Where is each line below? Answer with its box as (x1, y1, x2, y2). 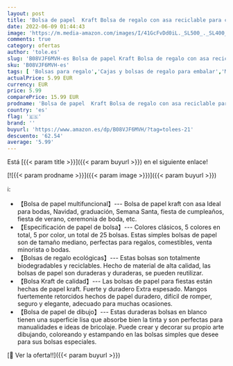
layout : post (7, 10, 45, 17)
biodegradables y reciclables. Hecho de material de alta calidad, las (17, 262, 212, 270)
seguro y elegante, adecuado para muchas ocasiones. (17, 300, 173, 308)
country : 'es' (7, 107, 49, 113)
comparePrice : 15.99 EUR (7, 94, 79, 101)
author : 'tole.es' (7, 49, 60, 56)
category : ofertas (7, 42, 60, 49)
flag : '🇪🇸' (7, 113, 42, 120)
